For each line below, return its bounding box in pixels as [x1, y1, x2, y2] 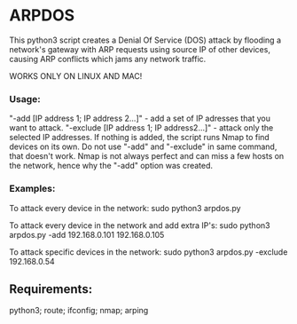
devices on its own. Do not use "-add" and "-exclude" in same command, [9, 141, 277, 152]
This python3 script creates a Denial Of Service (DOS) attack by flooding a [9, 35, 282, 45]
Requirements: [9, 281, 93, 296]
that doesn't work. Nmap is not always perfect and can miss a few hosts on [9, 151, 285, 162]
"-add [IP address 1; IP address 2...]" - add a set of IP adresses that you [9, 113, 270, 124]
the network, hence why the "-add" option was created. [9, 161, 214, 171]
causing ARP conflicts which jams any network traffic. [9, 53, 207, 64]
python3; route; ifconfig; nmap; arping [9, 305, 149, 316]
